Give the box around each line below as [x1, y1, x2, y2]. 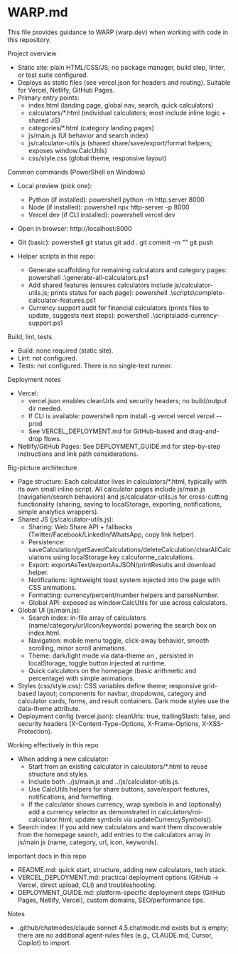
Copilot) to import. [17, 938, 72, 947]
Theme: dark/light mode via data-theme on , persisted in [28, 651, 194, 660]
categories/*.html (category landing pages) [28, 123, 155, 132]
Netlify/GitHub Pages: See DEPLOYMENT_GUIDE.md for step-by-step [17, 442, 221, 450]
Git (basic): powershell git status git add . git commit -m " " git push [17, 238, 214, 247]
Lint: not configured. [17, 353, 78, 362]
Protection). [17, 727, 53, 735]
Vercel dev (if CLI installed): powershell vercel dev [28, 210, 175, 219]
